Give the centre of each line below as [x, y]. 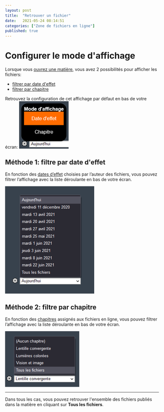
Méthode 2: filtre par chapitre [51, 308]
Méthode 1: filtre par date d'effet [55, 162]
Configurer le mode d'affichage [70, 56]
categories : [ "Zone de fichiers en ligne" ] [50, 26]
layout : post [18, 10]
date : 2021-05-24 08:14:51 [35, 21]
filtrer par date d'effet [34, 84]
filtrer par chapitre [30, 89]
